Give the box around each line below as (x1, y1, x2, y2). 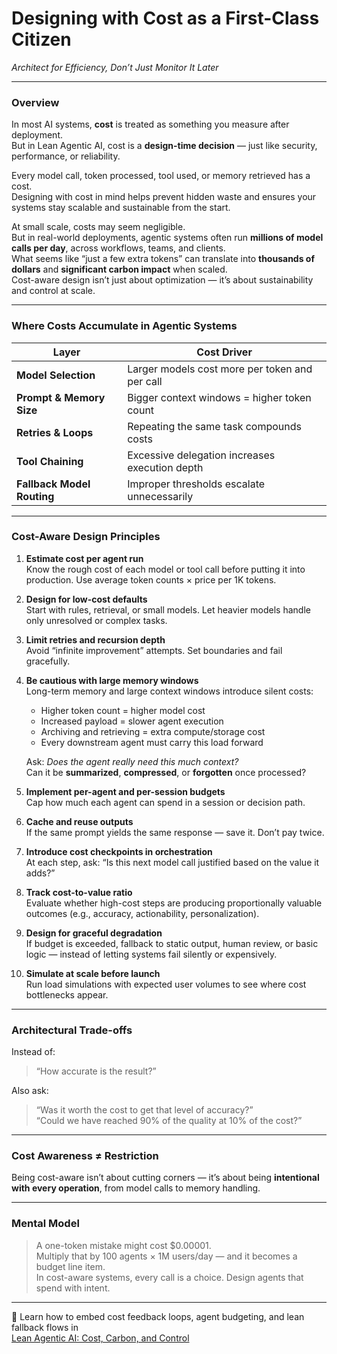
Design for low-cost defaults (25, 593, 148, 605)
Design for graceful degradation (25, 927, 163, 939)
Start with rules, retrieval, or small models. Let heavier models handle (25, 603, 311, 616)
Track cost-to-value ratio (25, 886, 133, 898)
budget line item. (35, 1260, 106, 1272)
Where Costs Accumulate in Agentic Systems (11, 319, 238, 333)
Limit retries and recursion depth (25, 633, 166, 646)
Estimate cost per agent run (25, 552, 144, 564)
